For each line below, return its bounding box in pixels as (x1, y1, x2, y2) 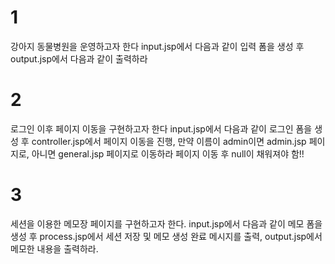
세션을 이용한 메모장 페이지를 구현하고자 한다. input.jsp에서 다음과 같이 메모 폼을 (10, 217, 323, 230)
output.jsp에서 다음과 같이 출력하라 (10, 52, 148, 65)
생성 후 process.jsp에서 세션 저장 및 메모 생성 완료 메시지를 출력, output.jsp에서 (10, 230, 323, 242)
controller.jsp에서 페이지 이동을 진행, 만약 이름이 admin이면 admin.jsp (31, 135, 307, 147)
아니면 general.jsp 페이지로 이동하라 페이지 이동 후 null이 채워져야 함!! (31, 147, 305, 160)
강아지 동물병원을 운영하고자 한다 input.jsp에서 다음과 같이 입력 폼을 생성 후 (10, 40, 305, 52)
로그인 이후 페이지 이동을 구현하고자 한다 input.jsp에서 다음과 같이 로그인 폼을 (10, 122, 313, 135)
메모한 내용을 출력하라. (10, 242, 99, 255)
